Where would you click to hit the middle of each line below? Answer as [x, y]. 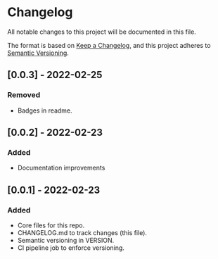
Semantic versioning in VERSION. [66, 240]
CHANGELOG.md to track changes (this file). [82, 233]
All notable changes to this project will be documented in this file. [102, 32]
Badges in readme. [45, 110]
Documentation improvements [61, 168]
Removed [24, 95]
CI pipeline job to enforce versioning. [71, 248]
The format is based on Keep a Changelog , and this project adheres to [109, 45]
